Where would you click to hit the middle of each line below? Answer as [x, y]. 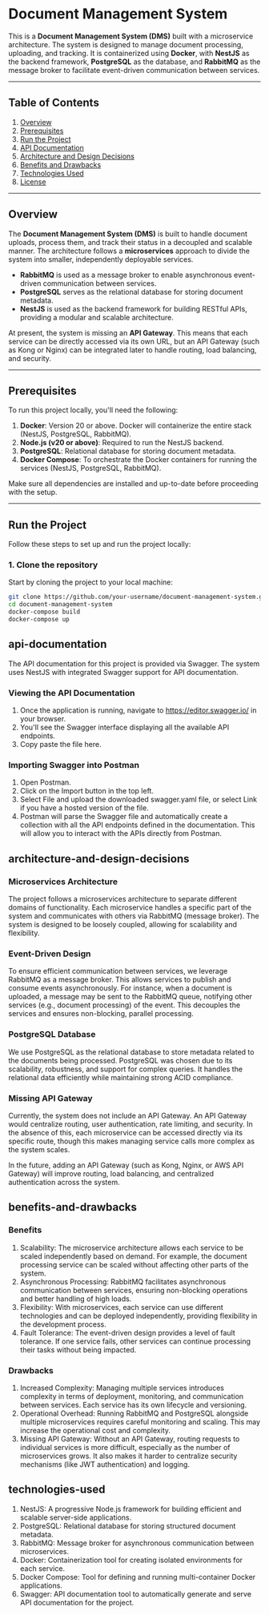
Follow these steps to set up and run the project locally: [100, 544]
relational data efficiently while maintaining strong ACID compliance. [121, 1077]
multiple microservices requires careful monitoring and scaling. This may [140, 1421]
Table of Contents [54, 103]
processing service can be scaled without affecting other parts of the [134, 1264]
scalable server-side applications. [76, 1517]
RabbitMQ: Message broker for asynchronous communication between [137, 1543]
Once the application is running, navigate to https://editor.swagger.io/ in [138, 710]
